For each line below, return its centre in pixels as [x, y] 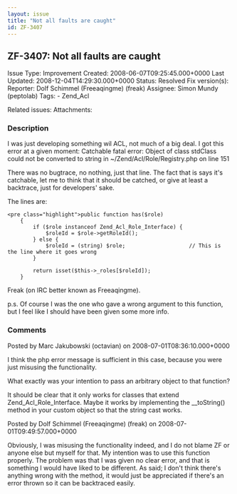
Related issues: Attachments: [50, 110]
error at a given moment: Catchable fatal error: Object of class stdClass [112, 151]
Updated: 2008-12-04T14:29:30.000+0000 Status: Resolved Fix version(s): [118, 81]
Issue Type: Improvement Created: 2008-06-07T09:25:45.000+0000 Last [116, 73]
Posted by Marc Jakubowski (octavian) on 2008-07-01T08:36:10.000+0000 [118, 346]
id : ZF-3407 [25, 27]
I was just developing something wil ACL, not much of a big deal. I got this [116, 144]
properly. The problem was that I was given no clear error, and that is [109, 460]
